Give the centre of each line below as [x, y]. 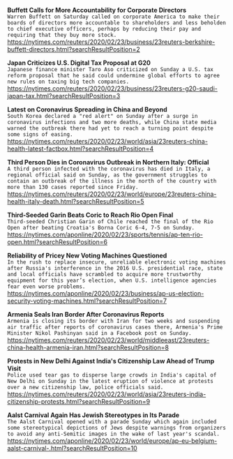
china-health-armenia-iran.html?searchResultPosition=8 [88, 347]
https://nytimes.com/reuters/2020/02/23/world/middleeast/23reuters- [108, 340]
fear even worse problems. [46, 287]
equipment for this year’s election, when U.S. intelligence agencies [112, 280]
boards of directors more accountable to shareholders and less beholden [117, 23]
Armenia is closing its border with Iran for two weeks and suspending [113, 321]
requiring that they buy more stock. [62, 35]
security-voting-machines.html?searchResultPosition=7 [87, 301]
